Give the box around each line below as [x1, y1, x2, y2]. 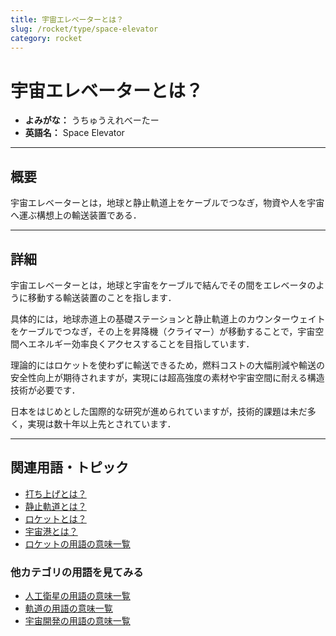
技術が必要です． [10, 384, 81, 396]
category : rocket [10, 33, 83, 43]
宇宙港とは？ [24, 525, 78, 537]
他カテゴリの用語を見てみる [10, 565, 144, 579]
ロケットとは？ [24, 512, 87, 525]
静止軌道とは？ [24, 500, 87, 512]
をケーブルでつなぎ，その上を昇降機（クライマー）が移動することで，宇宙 [10, 325, 316, 337]
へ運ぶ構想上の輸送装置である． [10, 209, 142, 221]
